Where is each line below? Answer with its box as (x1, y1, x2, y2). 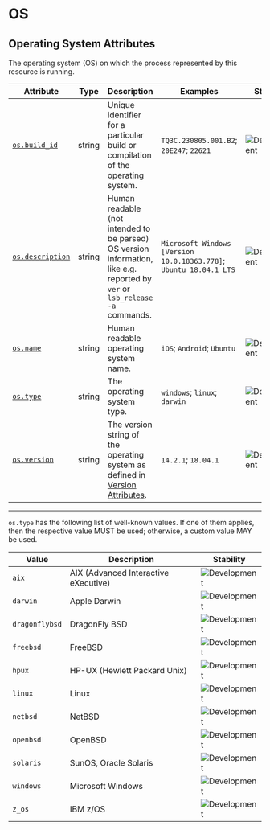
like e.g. (107, 263, 137, 274)
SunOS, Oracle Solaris (69, 758, 153, 768)
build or (107, 140, 137, 150)
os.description (12, 253, 71, 261)
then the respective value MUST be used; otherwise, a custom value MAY (8, 526, 252, 536)
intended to (107, 223, 151, 234)
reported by (107, 273, 153, 284)
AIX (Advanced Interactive (69, 568, 170, 578)
